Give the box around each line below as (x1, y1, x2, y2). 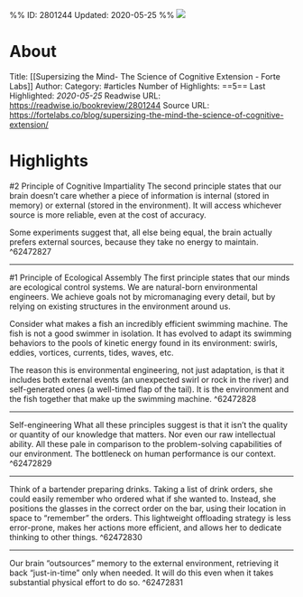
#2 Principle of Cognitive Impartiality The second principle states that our (9, 181, 282, 191)
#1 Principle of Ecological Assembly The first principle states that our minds (9, 272, 290, 283)
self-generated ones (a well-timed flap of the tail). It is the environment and (9, 384, 289, 395)
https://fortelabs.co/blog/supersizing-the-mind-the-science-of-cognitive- (9, 109, 284, 120)
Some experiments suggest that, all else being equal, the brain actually (9, 227, 272, 238)
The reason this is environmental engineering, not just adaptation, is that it (9, 364, 285, 375)
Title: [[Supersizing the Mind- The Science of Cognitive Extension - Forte (9, 70, 281, 81)
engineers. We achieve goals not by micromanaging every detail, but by (9, 291, 276, 302)
